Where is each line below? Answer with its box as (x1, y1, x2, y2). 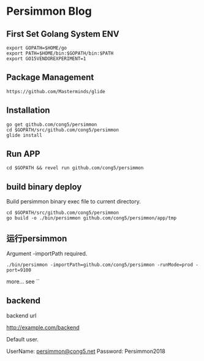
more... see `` (6, 278, 40, 286)
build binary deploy (6, 181, 82, 192)
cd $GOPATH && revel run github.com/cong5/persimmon (6, 165, 144, 171)
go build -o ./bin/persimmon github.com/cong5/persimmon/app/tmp (6, 215, 176, 221)
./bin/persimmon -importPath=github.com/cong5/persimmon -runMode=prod (6, 262, 193, 268)
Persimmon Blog (6, 4, 92, 18)
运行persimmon (6, 233, 67, 243)
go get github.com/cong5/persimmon (6, 121, 97, 127)
